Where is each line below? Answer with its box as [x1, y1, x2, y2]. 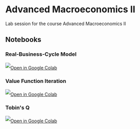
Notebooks [5, 35, 42, 44]
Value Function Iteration [5, 77, 67, 84]
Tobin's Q [5, 104, 30, 111]
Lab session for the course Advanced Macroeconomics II [5, 20, 126, 27]
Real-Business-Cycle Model [5, 51, 77, 58]
